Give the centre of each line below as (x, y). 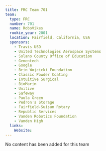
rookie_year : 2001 (29, 33)
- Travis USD (28, 47)
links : (16, 126)
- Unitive (24, 88)
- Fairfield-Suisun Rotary (42, 107)
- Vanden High (29, 121)
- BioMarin (25, 84)
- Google (23, 65)
